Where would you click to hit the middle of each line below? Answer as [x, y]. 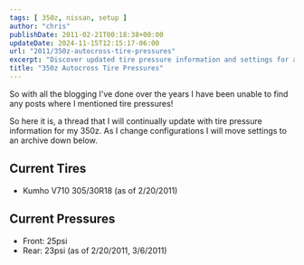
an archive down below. [53, 140]
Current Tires [48, 169]
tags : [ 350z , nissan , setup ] [68, 18]
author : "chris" [40, 26]
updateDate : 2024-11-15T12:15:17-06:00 [85, 43]
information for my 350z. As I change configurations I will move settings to [148, 130]
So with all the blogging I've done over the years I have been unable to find [149, 94]
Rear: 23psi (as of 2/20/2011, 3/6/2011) [95, 251]
